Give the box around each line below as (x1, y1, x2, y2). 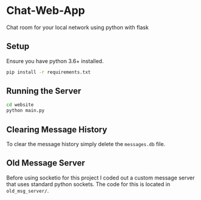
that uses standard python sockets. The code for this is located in (6, 180, 171, 188)
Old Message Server (6, 158, 86, 168)
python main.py (6, 107, 45, 114)
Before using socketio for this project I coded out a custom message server (6, 174, 195, 181)
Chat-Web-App (6, 4, 85, 18)
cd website (6, 102, 34, 108)
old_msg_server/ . (6, 187, 49, 194)
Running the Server (6, 86, 81, 96)
